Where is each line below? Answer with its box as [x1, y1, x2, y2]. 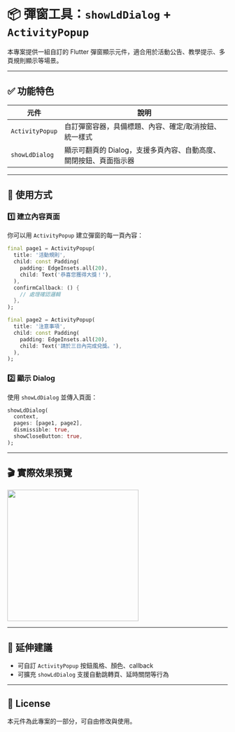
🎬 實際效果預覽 [7, 467, 73, 479]
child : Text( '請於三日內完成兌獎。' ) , [20, 343, 122, 350]
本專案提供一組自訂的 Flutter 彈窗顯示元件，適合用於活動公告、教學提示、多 [7, 47, 226, 56]
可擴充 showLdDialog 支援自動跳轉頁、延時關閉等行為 [17, 670, 169, 679]
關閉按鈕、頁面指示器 [64, 156, 135, 165]
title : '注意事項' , [13, 323, 66, 330]
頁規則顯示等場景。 [7, 56, 63, 64]
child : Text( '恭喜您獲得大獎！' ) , [20, 271, 112, 278]
